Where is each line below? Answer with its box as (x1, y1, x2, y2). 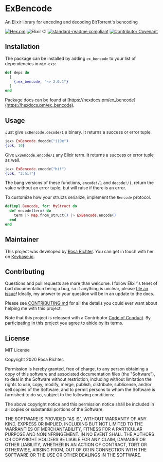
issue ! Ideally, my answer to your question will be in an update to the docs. (5, 291, 155, 297)
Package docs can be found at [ (5, 97, 69, 103)
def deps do (5, 70, 29, 75)
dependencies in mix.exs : (5, 60, 56, 66)
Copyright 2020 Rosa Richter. (5, 356, 64, 363)
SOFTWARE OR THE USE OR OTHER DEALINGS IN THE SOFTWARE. (5, 452, 142, 458)
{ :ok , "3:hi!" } (5, 171, 36, 176)
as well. (5, 157, 20, 163)
